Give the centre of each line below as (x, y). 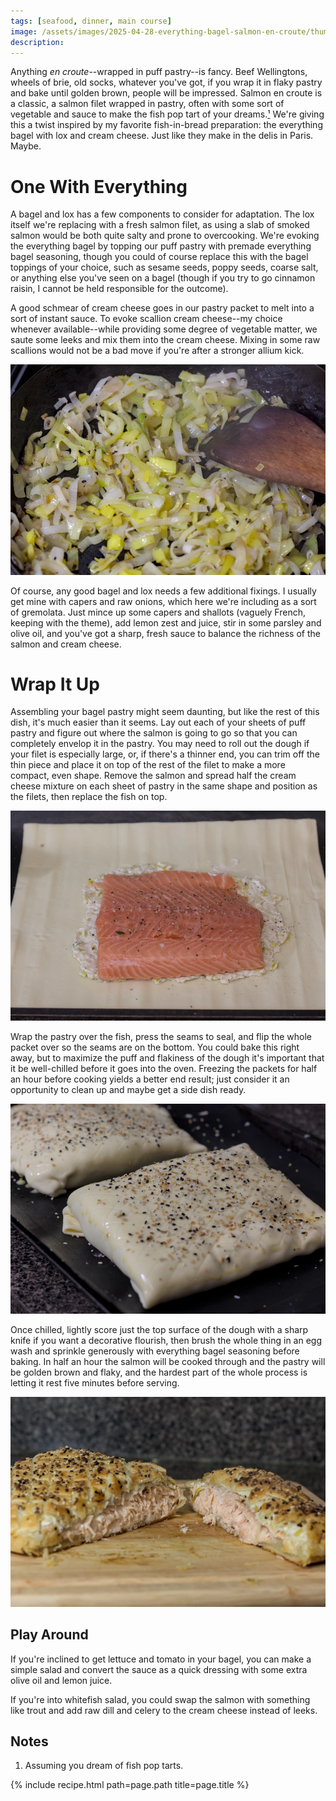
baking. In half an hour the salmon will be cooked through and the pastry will (168, 1362)
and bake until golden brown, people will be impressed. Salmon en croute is (166, 93)
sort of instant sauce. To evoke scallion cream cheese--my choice (146, 319)
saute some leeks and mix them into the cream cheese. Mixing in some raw (165, 340)
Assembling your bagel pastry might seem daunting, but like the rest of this (165, 712)
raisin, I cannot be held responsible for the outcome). (119, 289)
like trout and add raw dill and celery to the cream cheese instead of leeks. (164, 1710)
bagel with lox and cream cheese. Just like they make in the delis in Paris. (162, 136)
